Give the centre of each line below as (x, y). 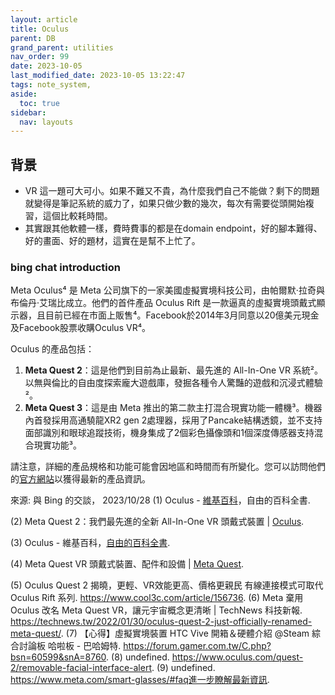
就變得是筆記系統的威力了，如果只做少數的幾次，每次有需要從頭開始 (165, 203)
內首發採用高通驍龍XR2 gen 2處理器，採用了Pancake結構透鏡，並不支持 (173, 420)
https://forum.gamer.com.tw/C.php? (197, 646)
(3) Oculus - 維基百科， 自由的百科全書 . (90, 543)
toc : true (39, 103)
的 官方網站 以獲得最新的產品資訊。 (80, 479)
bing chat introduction (65, 267)
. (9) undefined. (183, 668)
